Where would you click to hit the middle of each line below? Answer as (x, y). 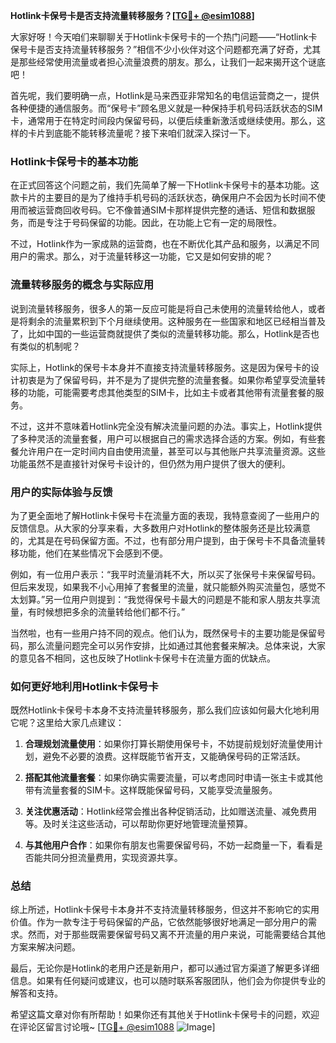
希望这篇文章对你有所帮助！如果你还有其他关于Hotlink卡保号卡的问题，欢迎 (165, 1015)
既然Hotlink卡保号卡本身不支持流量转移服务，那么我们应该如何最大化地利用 (165, 710)
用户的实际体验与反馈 (61, 492)
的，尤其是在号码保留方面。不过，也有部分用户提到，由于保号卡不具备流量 (163, 540)
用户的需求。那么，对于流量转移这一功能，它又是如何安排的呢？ (141, 256)
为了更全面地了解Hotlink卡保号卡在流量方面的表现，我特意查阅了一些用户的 (165, 515)
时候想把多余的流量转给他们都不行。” (111, 611)
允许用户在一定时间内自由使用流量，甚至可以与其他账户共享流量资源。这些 (172, 451)
